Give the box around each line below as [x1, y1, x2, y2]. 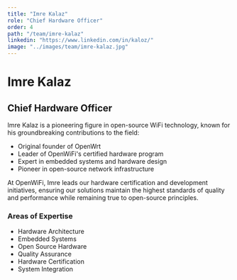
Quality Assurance [17, 250, 72, 259]
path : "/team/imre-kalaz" [7, 30, 84, 38]
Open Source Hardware [17, 242, 87, 251]
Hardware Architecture [17, 228, 85, 236]
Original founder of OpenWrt [17, 142, 101, 150]
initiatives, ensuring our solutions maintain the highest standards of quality [7, 186, 225, 194]
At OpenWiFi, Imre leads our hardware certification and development [7, 179, 208, 186]
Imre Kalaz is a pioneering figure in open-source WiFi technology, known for [7, 121, 231, 129]
